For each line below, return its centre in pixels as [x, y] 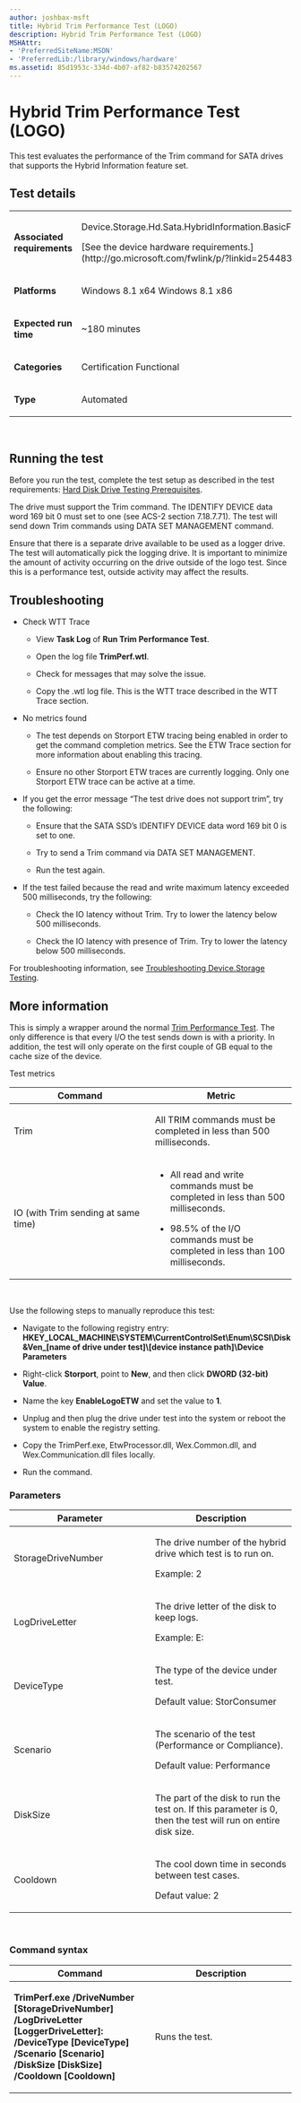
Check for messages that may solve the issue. [120, 674]
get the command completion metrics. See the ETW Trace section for [163, 745]
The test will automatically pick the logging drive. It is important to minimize [149, 553]
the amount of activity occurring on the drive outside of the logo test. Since [148, 562]
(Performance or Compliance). [219, 1745]
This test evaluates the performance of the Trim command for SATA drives [146, 156]
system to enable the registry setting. [91, 1428]
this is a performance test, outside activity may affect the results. [129, 572]
